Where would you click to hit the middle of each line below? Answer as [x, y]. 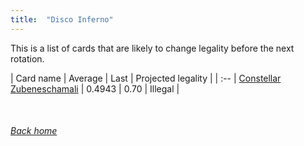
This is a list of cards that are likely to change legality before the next [152, 48]
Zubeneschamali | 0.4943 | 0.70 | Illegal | [95, 88]
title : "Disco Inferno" [62, 19]
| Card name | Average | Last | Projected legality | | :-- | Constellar [146, 78]
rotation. [27, 58]
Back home [34, 131]
